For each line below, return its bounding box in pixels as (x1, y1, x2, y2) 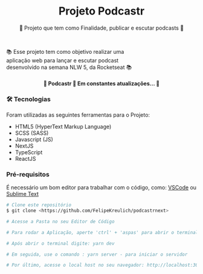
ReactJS (14, 155, 36, 162)
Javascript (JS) (14, 135, 53, 143)
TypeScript (14, 148, 43, 155)
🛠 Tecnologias (6, 95, 51, 103)
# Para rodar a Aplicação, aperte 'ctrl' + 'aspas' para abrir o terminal (6, 229, 199, 235)
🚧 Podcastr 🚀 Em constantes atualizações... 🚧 (43, 80, 160, 87)
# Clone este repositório (6, 202, 71, 208)
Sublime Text (6, 191, 39, 198)
